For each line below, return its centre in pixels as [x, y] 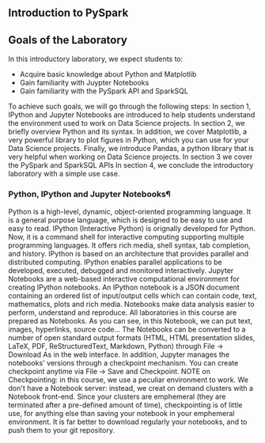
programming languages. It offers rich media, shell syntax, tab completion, [129, 245]
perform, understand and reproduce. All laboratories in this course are [123, 312]
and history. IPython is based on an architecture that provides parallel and [129, 253]
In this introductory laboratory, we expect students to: [96, 59]
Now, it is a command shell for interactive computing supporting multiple [127, 237]
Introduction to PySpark [68, 13]
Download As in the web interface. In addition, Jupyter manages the [119, 354]
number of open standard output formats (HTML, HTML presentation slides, [132, 337]
